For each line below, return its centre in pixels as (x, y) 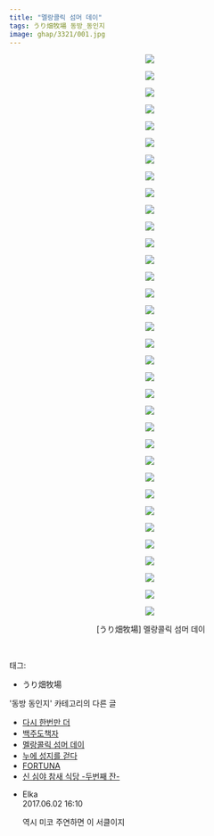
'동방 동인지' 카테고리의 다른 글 (63, 704)
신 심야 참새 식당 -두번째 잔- (71, 776)
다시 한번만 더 (46, 723)
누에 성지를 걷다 (49, 756)
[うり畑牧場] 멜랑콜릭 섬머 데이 (151, 629)
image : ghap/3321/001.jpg (57, 34)
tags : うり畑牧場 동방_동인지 (57, 26)
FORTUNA (41, 766)
